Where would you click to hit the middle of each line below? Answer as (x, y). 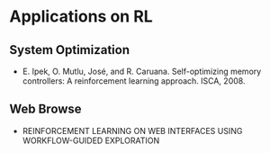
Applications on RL (81, 17)
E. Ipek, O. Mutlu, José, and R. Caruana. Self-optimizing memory (142, 71)
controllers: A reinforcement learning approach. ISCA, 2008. (134, 81)
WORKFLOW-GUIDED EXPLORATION (91, 140)
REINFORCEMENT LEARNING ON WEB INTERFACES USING (132, 130)
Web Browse (46, 109)
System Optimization (70, 50)
